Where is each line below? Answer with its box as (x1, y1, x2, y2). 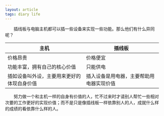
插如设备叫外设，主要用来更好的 (7, 72, 82, 79)
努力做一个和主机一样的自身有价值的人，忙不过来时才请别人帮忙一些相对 (14, 93, 159, 99)
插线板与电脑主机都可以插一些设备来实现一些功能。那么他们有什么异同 (14, 25, 155, 32)
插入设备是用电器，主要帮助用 (86, 72, 155, 79)
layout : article (5, 7, 38, 12)
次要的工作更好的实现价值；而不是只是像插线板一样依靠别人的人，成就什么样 (5, 99, 159, 105)
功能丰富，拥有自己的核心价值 (7, 63, 77, 70)
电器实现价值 (86, 80, 116, 87)
